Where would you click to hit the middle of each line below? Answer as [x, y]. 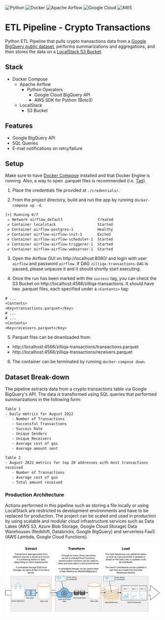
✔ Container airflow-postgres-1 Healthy [60, 230]
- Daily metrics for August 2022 [39, 414]
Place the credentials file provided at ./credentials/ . [66, 190]
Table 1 [13, 409]
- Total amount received [37, 482]
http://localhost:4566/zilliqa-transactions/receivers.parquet [72, 352]
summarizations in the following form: [43, 400]
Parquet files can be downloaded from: [52, 337]
